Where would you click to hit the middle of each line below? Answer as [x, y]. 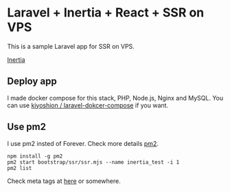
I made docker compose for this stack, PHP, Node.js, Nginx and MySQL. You [115, 98]
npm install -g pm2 [35, 156]
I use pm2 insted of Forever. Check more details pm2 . [83, 143]
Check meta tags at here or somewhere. [64, 181]
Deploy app [32, 82]
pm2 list [20, 168]
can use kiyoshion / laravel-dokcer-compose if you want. [88, 105]
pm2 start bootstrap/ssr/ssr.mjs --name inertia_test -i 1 [93, 162]
